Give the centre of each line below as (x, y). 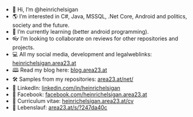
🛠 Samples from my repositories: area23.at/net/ (73, 79)
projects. (23, 47)
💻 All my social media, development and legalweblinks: (82, 54)
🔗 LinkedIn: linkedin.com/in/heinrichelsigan (66, 88)
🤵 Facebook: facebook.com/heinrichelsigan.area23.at (80, 94)
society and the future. (41, 25)
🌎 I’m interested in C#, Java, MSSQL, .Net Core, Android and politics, (100, 16)
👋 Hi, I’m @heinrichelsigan (45, 9)
